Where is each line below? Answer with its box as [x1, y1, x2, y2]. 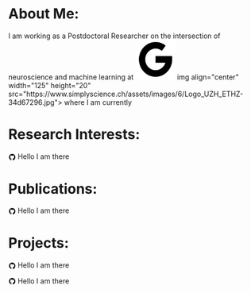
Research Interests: [8, 125, 141, 144]
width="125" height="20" [8, 80, 91, 90]
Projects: [8, 234, 69, 253]
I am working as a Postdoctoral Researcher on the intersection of [8, 31, 221, 40]
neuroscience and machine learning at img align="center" [8, 72, 240, 82]
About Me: [8, 5, 79, 23]
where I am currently [64, 97, 133, 107]
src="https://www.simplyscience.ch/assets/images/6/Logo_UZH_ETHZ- [8, 89, 244, 98]
